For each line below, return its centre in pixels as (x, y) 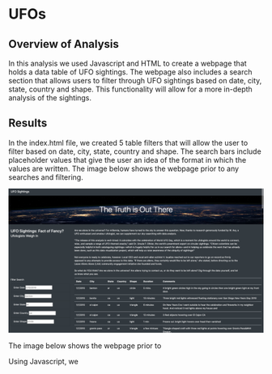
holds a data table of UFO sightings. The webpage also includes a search (130, 72)
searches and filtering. (46, 177)
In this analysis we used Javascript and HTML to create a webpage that (127, 63)
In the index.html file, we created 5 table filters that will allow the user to (128, 142)
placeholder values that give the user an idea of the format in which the (127, 159)
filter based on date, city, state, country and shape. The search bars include (135, 151)
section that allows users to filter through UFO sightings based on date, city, (135, 81)
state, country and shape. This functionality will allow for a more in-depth (130, 89)
